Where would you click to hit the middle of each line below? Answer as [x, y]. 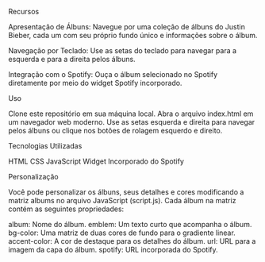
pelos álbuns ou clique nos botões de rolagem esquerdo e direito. [115, 131]
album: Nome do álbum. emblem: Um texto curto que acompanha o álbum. [130, 224]
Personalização [33, 177]
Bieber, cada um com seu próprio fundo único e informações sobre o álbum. [133, 35]
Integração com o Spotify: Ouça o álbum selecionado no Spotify [113, 74]
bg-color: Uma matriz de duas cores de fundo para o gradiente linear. [122, 233]
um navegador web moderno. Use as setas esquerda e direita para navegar [132, 122]
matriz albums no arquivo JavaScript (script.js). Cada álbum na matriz [122, 200]
